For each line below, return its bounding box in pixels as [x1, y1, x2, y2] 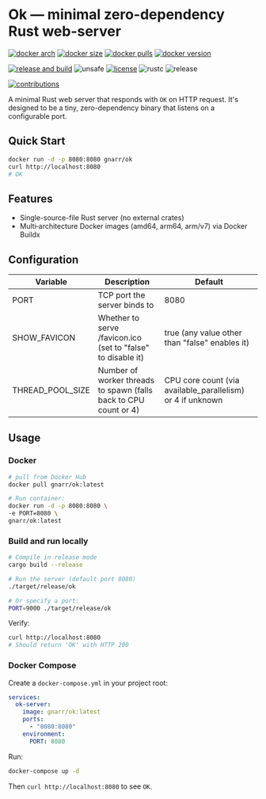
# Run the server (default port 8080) [8, 575, 136, 583]
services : [8, 693, 41, 702]
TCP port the [97, 290, 146, 300]
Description [104, 276, 150, 287]
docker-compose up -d [8, 767, 80, 775]
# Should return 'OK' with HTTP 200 [8, 641, 129, 649]
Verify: [8, 618, 30, 628]
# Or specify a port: [8, 596, 80, 605]
